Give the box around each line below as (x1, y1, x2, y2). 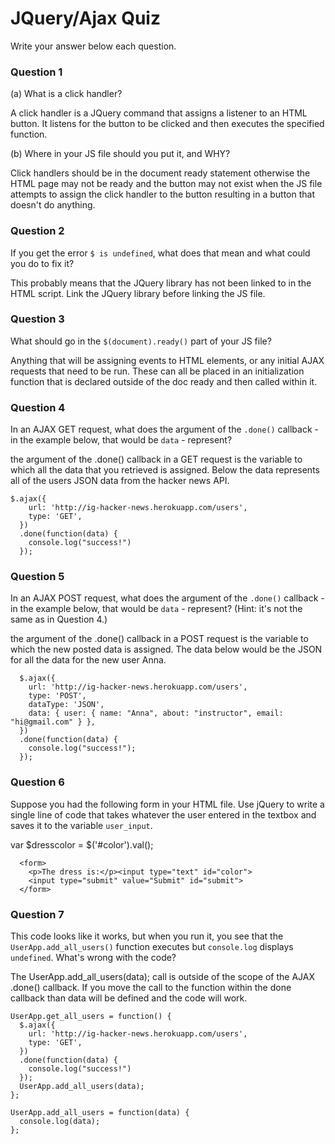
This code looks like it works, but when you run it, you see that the (10, 930, 284, 942)
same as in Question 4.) (10, 613, 108, 626)
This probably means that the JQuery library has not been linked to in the (10, 277, 312, 289)
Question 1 (10, 65, 63, 79)
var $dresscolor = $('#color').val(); (10, 838, 154, 851)
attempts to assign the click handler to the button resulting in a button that (10, 188, 315, 201)
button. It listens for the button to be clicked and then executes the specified (10, 118, 325, 130)
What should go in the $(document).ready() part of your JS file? (10, 335, 272, 347)
